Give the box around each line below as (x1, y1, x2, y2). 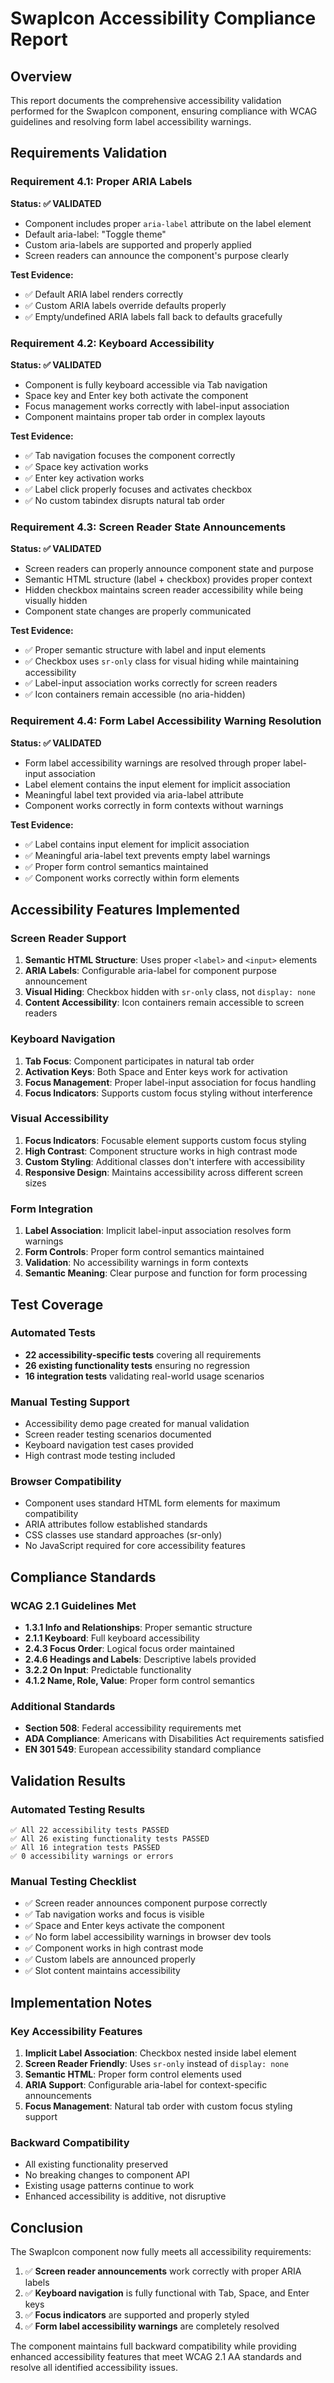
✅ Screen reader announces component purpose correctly (24, 1897, 268, 1909)
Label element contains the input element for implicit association (24, 778, 291, 790)
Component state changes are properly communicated (24, 605, 252, 617)
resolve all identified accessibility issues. (10, 2362, 178, 2374)
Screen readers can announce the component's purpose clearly (24, 249, 290, 261)
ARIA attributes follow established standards (24, 1518, 208, 1531)
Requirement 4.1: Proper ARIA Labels (10, 175, 193, 189)
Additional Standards (10, 1700, 116, 1714)
